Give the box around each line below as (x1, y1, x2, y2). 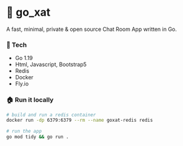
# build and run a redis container (6, 111, 96, 118)
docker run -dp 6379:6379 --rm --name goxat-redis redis (6, 118, 153, 124)
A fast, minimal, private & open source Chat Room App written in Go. (6, 25, 177, 33)
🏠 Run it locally (6, 96, 54, 104)
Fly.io (15, 80, 29, 87)
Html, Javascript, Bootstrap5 (15, 61, 87, 68)
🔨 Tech (6, 41, 27, 49)
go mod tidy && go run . (6, 134, 69, 140)
